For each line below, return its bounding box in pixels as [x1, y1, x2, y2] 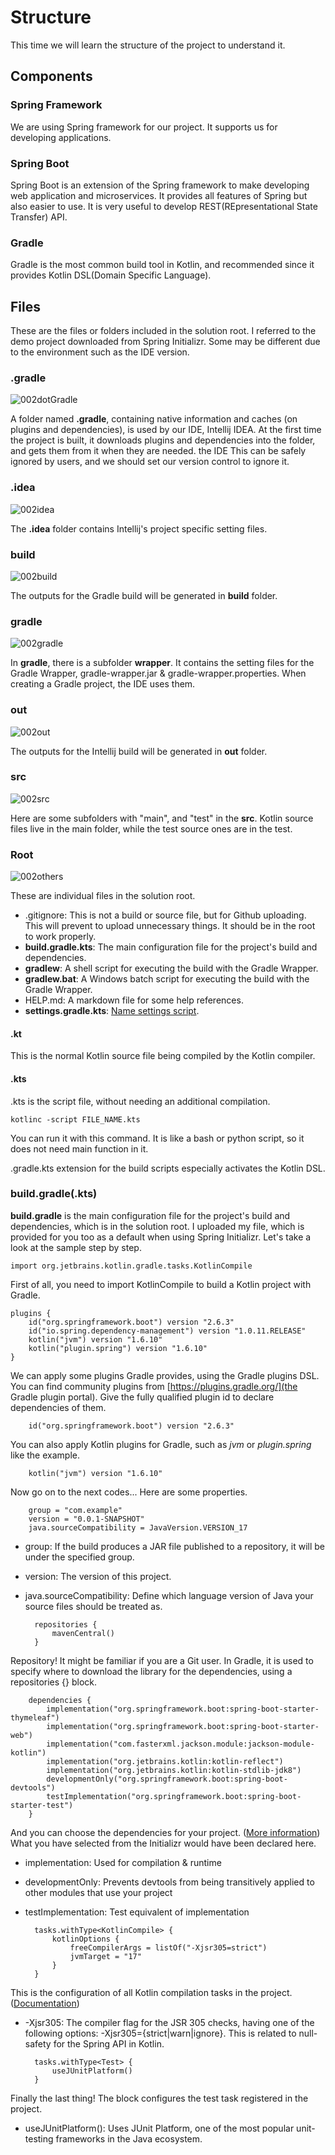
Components [10, 68, 93, 85]
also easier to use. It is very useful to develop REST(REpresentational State [10, 200, 318, 212]
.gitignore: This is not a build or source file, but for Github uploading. [24, 909, 307, 921]
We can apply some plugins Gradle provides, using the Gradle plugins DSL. [10, 1369, 320, 1381]
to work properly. [24, 931, 97, 943]
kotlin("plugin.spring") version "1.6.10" [28, 1343, 208, 1353]
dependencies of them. [10, 1401, 107, 1413]
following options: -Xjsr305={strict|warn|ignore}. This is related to [24, 2027, 297, 2039]
